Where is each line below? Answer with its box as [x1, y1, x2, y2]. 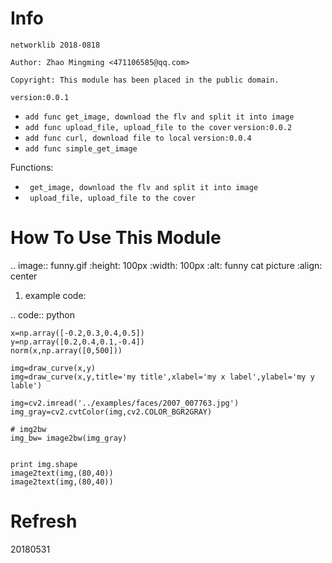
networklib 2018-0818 [10, 40, 101, 50]
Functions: [10, 161, 54, 173]
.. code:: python [10, 308, 76, 321]
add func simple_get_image [24, 143, 138, 154]
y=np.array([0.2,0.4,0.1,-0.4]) [10, 337, 145, 347]
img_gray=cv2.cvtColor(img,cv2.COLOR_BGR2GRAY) [10, 407, 213, 417]
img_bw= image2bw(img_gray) [10, 433, 128, 443]
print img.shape [10, 459, 78, 469]
